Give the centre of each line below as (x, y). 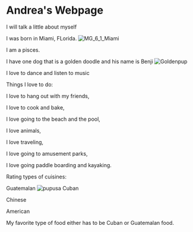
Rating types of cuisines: (37, 177)
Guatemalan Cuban (42, 188)
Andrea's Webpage (55, 10)
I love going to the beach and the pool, (53, 119)
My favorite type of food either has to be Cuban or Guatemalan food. (90, 222)
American (18, 211)
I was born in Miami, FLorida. (42, 38)
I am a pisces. (23, 50)
